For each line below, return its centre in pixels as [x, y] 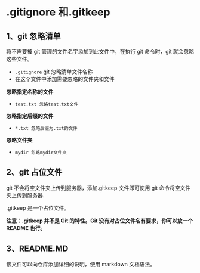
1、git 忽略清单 [33, 36]
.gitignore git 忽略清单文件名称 [54, 72]
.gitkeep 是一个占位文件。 [38, 208]
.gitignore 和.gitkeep [58, 12]
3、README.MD [37, 249]
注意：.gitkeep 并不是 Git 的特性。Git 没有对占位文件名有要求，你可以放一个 [99, 221]
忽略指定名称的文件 [30, 92]
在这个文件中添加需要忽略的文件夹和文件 [64, 79]
